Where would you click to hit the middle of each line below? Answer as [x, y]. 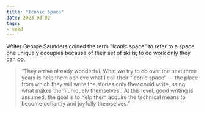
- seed [15, 29]
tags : [13, 23]
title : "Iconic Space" [35, 12]
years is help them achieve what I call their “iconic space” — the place [110, 78]
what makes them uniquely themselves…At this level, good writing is [107, 91]
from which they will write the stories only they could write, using [103, 84]
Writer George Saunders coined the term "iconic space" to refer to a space [100, 46]
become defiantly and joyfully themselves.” [75, 104]
